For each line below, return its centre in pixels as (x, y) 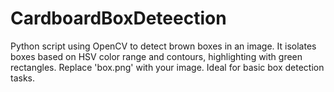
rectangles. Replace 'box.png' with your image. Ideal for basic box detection (167, 67)
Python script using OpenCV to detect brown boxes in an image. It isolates (163, 46)
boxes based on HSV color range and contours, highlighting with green (156, 56)
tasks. (23, 78)
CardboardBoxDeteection (118, 18)
